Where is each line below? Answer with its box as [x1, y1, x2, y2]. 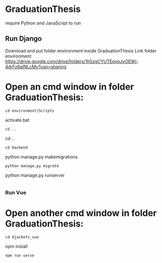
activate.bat [5, 117, 30, 123]
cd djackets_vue [5, 235, 39, 240]
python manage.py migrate [5, 163, 59, 168]
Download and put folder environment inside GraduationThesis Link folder [5, 47, 157, 53]
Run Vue [5, 189, 26, 196]
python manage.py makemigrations [5, 154, 78, 160]
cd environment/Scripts [5, 108, 55, 113]
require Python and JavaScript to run [5, 20, 81, 26]
